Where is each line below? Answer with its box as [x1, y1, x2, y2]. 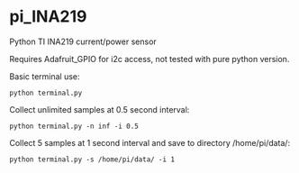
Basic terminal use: [9, 70, 80, 82]
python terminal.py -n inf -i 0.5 [9, 122, 140, 131]
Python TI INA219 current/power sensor [9, 36, 158, 47]
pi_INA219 [9, 6, 87, 27]
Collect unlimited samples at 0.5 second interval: [9, 104, 190, 114]
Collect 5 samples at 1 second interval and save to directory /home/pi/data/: [9, 137, 291, 148]
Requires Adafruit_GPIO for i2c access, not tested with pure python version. [9, 53, 290, 64]
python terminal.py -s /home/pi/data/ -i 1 [9, 155, 176, 164]
